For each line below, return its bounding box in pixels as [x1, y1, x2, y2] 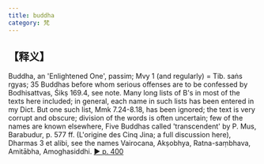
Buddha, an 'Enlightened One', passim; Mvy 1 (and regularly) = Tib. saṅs [8, 72, 243, 81]
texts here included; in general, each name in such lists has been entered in [8, 96, 255, 106]
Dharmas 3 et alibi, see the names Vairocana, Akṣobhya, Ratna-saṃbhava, [8, 139, 251, 148]
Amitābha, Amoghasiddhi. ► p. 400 [8, 147, 124, 156]
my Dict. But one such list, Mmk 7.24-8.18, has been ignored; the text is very [8, 105, 255, 114]
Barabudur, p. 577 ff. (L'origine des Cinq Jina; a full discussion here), [8, 130, 232, 140]
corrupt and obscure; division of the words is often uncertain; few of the [8, 114, 243, 123]
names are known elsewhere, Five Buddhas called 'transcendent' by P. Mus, [8, 121, 257, 131]
